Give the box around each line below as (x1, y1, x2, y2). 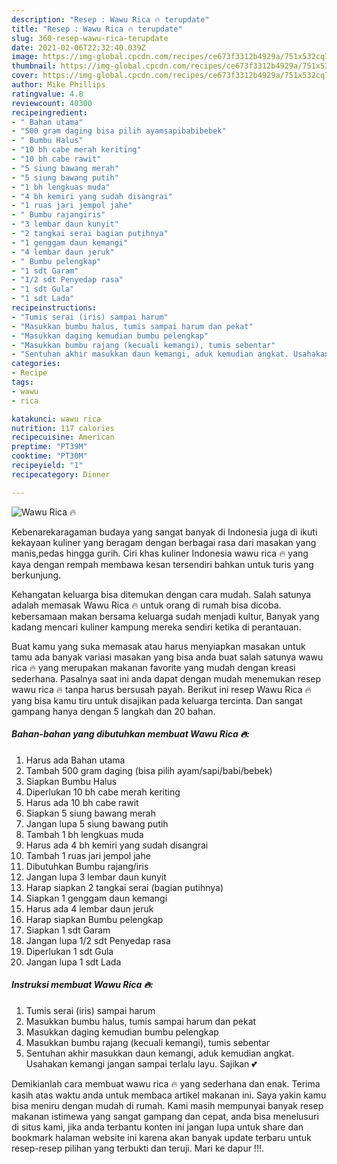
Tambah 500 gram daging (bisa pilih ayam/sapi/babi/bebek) (25, 764, 273, 776)
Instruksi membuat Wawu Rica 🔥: (11, 979, 154, 991)
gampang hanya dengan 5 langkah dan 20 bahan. (11, 705, 216, 717)
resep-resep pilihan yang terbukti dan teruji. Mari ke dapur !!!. (11, 1142, 264, 1154)
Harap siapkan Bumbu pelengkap (25, 913, 164, 925)
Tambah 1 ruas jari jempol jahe (25, 849, 151, 861)
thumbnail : (11, 61, 57, 71)
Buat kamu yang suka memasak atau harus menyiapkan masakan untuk (11, 640, 306, 652)
